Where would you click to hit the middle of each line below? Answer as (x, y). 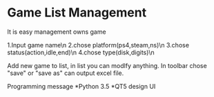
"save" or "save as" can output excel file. (66, 73)
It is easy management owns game (57, 32)
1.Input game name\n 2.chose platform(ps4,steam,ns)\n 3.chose (98, 45)
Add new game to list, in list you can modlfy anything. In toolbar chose (107, 65)
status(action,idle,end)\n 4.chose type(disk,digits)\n (81, 52)
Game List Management (77, 13)
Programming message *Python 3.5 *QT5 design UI (81, 86)
